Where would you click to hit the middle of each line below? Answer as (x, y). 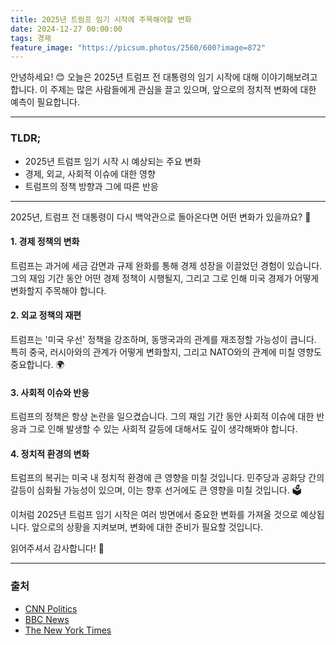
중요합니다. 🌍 (37, 364)
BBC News (47, 619)
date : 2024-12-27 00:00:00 (66, 29)
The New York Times (68, 630)
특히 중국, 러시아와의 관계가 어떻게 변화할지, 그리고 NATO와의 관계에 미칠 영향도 (166, 352)
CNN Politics (51, 608)
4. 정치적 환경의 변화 (50, 453)
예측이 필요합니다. (45, 102)
